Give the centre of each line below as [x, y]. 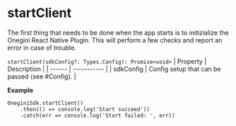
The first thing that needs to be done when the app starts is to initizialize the [118, 33]
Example [20, 90]
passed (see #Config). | [42, 76]
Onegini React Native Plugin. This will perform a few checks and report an [115, 40]
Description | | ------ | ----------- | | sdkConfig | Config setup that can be [114, 69]
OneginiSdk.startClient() [45, 103]
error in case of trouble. [42, 47]
